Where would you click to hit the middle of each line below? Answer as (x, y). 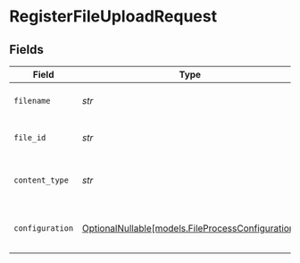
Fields (27, 50)
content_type (42, 180)
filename (32, 101)
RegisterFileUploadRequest (113, 17)
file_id (30, 137)
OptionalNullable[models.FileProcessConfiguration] (190, 228)
